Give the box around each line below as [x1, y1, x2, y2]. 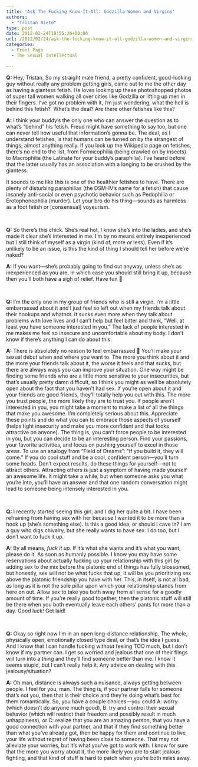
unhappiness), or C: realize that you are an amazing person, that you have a [6, 716, 190, 723]
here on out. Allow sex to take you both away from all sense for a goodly [6, 588, 181, 595]
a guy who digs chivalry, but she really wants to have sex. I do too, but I [6, 526, 180, 534]
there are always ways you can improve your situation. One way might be [6, 366, 184, 373]
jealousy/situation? [6, 667, 52, 674]
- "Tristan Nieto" [11, 19, 57, 25]
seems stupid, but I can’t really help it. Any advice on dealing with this [6, 661, 176, 668]
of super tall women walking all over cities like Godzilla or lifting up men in [6, 93, 186, 100]
